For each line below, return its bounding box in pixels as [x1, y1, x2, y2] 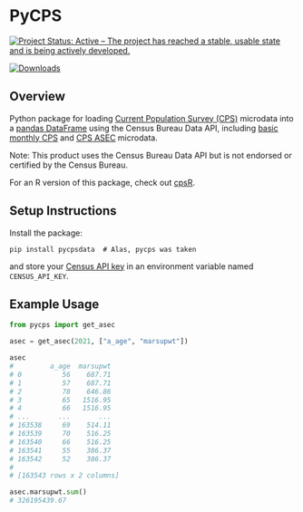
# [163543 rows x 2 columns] [9, 471, 120, 480]
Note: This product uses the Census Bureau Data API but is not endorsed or [9, 150, 292, 160]
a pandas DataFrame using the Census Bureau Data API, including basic [9, 122, 279, 133]
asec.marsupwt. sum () [9, 488, 88, 497]
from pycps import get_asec [9, 321, 116, 330]
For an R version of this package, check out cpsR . [9, 177, 195, 188]
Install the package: [9, 227, 83, 238]
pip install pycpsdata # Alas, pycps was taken [9, 245, 197, 254]
